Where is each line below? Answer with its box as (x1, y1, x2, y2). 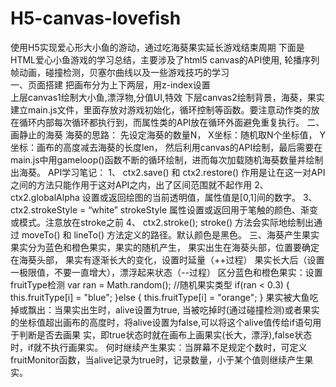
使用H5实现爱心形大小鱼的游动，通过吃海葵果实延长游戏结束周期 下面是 (10, 41, 305, 53)
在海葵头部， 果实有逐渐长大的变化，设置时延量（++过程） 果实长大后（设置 (10, 253, 325, 266)
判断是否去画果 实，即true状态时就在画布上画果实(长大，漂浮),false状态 (18, 328, 313, 341)
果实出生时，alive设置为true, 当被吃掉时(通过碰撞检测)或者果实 (62, 303, 320, 316)
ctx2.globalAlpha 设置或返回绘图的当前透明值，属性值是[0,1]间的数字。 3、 (10, 191, 318, 203)
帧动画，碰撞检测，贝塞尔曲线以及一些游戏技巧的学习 (10, 66, 230, 78)
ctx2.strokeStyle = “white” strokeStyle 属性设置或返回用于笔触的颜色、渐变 (10, 203, 319, 216)
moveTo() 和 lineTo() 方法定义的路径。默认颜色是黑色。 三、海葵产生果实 (21, 228, 320, 241)
